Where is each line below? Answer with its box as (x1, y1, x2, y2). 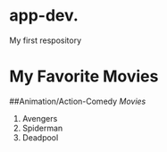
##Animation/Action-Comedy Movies (9, 96, 146, 106)
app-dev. (9, 5, 79, 26)
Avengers (21, 113, 58, 123)
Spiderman (21, 122, 63, 133)
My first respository (9, 35, 82, 46)
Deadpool (21, 131, 59, 143)
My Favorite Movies (9, 66, 159, 87)
